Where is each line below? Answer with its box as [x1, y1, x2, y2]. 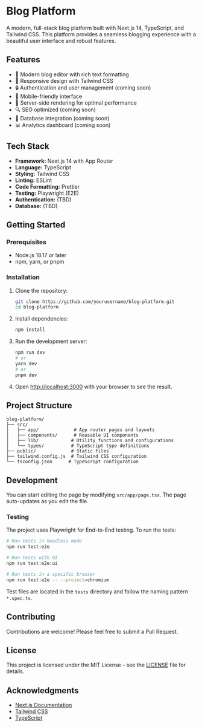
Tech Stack [6, 141, 49, 152]
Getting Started [6, 220, 66, 230]
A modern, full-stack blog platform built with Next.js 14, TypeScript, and [6, 24, 184, 31]
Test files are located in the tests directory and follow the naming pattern [6, 588, 189, 595]
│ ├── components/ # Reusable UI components [6, 432, 139, 438]
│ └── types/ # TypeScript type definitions [6, 443, 150, 449]
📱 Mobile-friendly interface [14, 93, 83, 100]
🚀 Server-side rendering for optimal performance [14, 99, 137, 106]
